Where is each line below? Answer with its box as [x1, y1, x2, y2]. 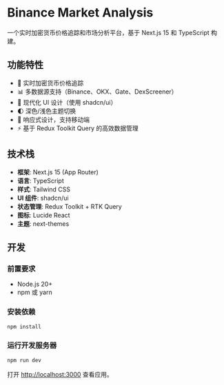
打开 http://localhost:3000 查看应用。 [7, 370, 113, 378]
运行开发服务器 [7, 341, 57, 351]
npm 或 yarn [17, 288, 53, 297]
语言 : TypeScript [17, 176, 64, 185]
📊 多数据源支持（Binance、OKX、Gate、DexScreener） [17, 87, 178, 96]
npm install [7, 323, 41, 330]
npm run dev [7, 357, 41, 364]
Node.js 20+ [17, 280, 53, 289]
